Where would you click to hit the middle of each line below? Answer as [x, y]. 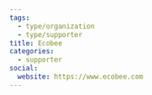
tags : [19, 18]
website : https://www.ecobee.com [81, 77]
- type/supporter [50, 34]
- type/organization [56, 26]
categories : [32, 52]
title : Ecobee [36, 43]
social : [24, 69]
